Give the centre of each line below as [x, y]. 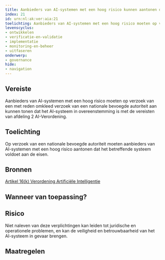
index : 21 [15, 14]
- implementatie [22, 42]
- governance [18, 60]
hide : [11, 64]
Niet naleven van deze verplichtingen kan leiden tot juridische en [70, 225]
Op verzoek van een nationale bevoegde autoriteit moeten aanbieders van [80, 144]
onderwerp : [16, 55]
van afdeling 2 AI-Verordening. [36, 116]
